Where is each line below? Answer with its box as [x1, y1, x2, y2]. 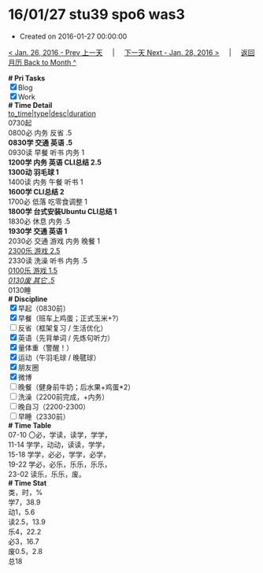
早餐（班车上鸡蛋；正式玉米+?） [18, 313, 124, 323]
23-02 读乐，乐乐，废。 [8, 469, 86, 479]
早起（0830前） [18, 303, 70, 312]
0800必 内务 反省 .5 [8, 128, 72, 137]
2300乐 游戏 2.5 [8, 246, 61, 255]
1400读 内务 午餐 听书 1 [8, 177, 83, 187]
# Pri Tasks [8, 73, 46, 83]
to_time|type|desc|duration [8, 109, 96, 118]
